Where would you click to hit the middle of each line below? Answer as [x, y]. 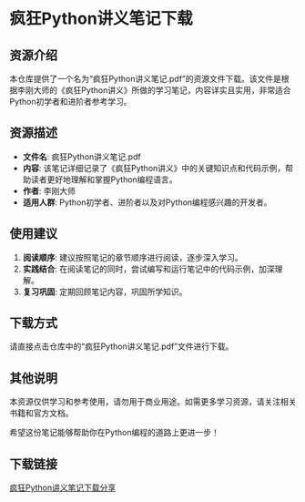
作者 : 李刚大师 [49, 190]
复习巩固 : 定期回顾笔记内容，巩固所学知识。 [105, 292]
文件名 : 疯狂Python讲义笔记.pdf [81, 157]
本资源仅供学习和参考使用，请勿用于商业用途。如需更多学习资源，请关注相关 [153, 402]
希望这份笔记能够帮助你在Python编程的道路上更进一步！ [115, 433]
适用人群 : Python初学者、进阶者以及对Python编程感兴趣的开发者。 [147, 202]
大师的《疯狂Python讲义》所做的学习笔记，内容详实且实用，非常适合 [162, 90]
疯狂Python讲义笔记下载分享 [63, 487]
